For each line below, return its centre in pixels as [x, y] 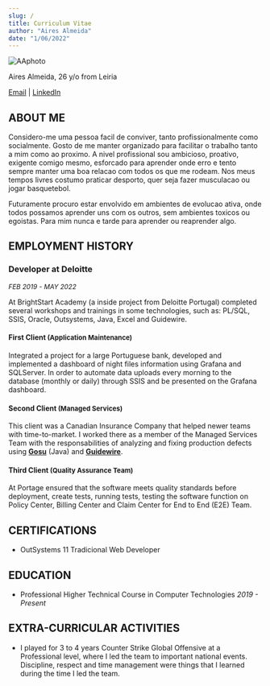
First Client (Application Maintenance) [71, 337]
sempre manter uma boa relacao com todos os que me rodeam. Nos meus [132, 171]
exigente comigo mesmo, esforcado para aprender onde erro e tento [123, 163]
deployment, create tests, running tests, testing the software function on [128, 497]
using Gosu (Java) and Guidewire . [66, 452]
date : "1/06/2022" [39, 38]
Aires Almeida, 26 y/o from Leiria [63, 76]
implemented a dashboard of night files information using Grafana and [125, 364]
